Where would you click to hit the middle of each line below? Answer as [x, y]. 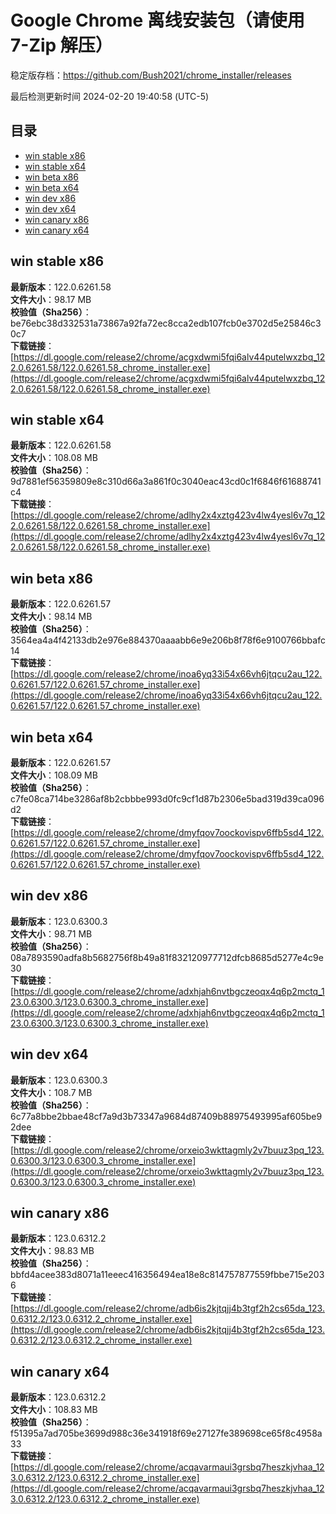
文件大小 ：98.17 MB [51, 299]
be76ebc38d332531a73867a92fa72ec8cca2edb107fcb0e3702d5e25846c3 [166, 323]
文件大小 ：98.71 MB [51, 933]
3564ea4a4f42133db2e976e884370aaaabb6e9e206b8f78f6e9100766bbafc [168, 640]
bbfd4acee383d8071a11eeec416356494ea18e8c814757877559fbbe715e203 [167, 1275]
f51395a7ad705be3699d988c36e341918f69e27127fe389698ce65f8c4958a [166, 1433]
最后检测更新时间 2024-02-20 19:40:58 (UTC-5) [110, 96]
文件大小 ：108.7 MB [51, 1092]
